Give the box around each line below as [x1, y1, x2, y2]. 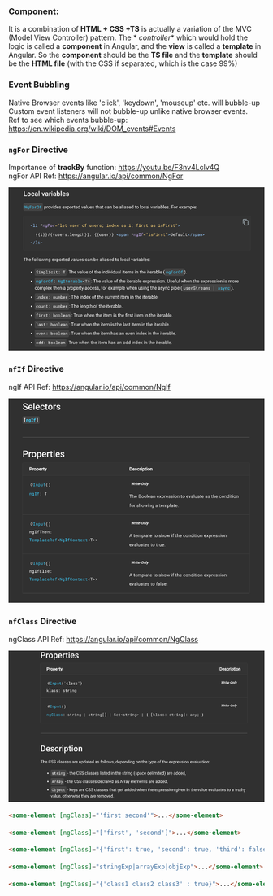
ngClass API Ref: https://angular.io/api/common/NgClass [8, 634, 199, 644]
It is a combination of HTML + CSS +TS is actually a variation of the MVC [8, 24, 252, 34]
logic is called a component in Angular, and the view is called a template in [8, 42, 262, 51]
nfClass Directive [8, 616, 77, 627]
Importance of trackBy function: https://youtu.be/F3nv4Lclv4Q [8, 162, 220, 172]
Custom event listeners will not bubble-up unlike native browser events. [8, 106, 249, 116]
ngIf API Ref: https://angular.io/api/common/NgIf [8, 382, 171, 391]
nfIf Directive [8, 364, 64, 375]
